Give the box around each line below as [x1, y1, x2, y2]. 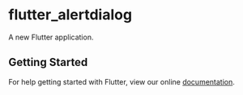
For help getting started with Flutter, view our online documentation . [8, 76, 235, 86]
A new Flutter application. [8, 32, 94, 42]
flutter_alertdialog [8, 6, 132, 24]
